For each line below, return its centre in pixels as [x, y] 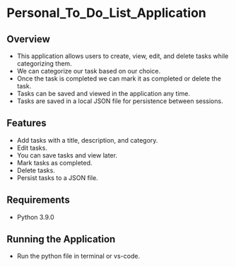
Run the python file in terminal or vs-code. [78, 256]
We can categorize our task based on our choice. [88, 71]
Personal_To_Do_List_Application [106, 13]
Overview [29, 39]
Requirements [38, 200]
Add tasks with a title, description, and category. [87, 140]
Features [26, 123]
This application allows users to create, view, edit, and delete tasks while [123, 56]
